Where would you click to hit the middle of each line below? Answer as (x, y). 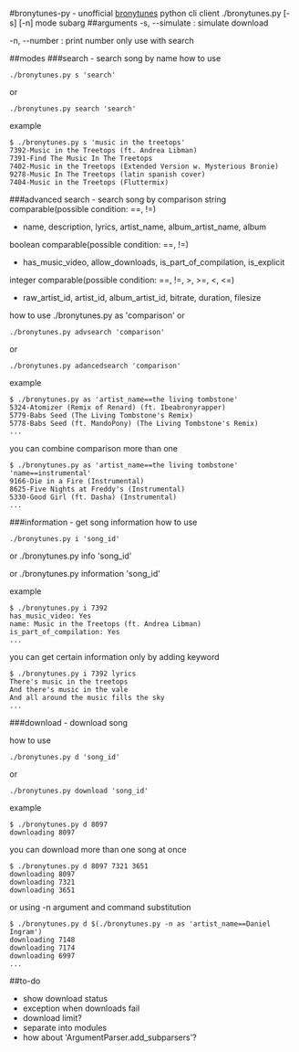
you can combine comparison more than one (93, 448)
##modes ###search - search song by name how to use (115, 58)
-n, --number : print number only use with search (102, 41)
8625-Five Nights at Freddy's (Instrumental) (97, 489)
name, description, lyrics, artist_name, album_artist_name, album (144, 227)
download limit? (52, 1018)
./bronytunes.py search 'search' (73, 109)
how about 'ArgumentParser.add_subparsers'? (110, 1037)
